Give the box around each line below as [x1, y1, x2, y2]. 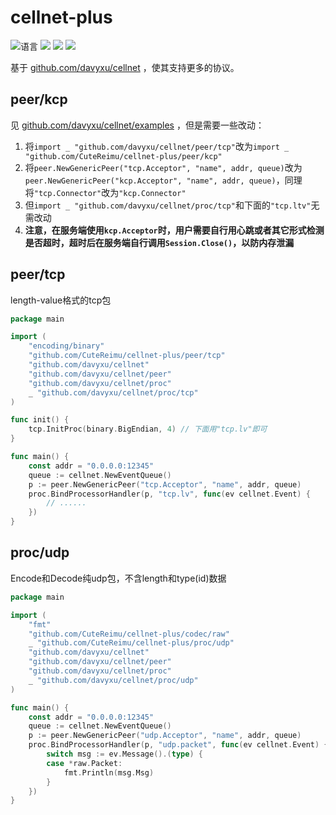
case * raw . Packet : [46, 758, 123, 768]
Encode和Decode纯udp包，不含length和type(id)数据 [10, 572, 227, 584]
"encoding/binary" [28, 341, 105, 351]
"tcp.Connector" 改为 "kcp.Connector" [33, 186, 187, 198]
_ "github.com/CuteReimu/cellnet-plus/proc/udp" [28, 638, 235, 648]
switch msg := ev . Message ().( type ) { [46, 749, 203, 759]
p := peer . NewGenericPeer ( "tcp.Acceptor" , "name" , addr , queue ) [28, 479, 302, 490]
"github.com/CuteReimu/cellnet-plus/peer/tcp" [28, 351, 226, 361]
